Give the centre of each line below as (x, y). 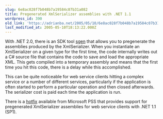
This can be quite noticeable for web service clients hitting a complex (74, 77)
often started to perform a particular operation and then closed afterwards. (80, 87)
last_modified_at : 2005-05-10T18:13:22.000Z (51, 28)
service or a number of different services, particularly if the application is (78, 82)
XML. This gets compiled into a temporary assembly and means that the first (81, 62)
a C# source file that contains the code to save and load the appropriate (77, 57)
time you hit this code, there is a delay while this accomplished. (68, 67)
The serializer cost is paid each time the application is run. (63, 92)
